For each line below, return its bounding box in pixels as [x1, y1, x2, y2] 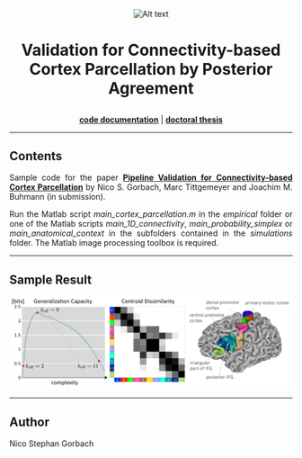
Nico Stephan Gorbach [9, 438, 94, 449]
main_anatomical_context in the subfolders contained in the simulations [9, 228, 293, 238]
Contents [9, 148, 63, 164]
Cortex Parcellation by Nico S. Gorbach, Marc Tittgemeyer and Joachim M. [9, 182, 293, 193]
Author [9, 414, 49, 429]
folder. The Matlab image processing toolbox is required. [9, 238, 219, 248]
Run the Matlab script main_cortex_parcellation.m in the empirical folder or [9, 209, 293, 220]
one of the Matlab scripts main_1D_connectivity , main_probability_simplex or [9, 219, 293, 229]
